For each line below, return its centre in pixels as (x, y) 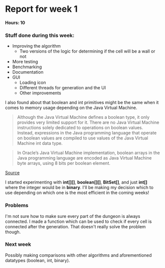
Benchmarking (27, 67)
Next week (18, 244)
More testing (25, 62)
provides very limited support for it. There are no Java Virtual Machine (88, 122)
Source (12, 173)
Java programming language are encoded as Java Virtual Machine (84, 158)
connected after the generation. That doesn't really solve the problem (75, 226)
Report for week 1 (41, 9)
